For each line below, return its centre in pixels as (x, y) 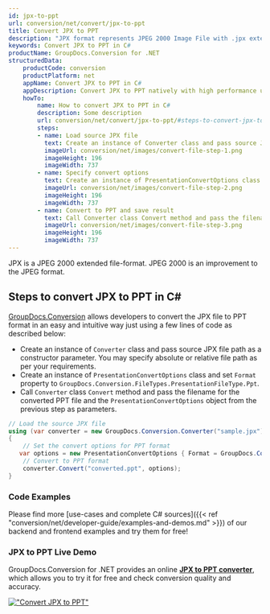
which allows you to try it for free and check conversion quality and (120, 578)
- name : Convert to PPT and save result (106, 210)
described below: (37, 333)
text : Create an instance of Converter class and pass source (150, 143)
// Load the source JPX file (57, 423)
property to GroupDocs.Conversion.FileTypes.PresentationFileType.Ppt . (139, 383)
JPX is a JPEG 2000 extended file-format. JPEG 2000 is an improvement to (133, 263)
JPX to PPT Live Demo (53, 552)
